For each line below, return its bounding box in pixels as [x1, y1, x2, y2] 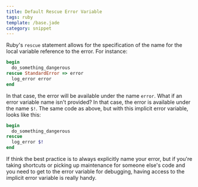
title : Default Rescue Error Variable [6, 8, 102, 15]
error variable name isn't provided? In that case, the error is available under [6, 99, 191, 106]
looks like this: [6, 111, 42, 118]
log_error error [11, 75, 52, 82]
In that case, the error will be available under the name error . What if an [6, 92, 183, 99]
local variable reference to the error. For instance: [6, 48, 128, 55]
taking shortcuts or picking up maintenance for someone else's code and [6, 161, 186, 169]
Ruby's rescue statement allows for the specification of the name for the [6, 42, 183, 49]
